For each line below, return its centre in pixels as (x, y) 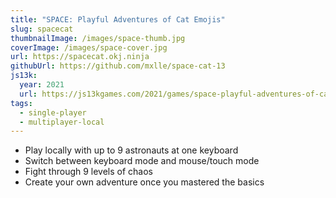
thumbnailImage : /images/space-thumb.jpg (98, 38)
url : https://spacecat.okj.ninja (80, 57)
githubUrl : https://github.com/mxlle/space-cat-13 (118, 66)
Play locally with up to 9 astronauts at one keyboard (131, 150)
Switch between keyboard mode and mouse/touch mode (142, 161)
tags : (21, 103)
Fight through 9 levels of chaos (89, 172)
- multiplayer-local (62, 122)
